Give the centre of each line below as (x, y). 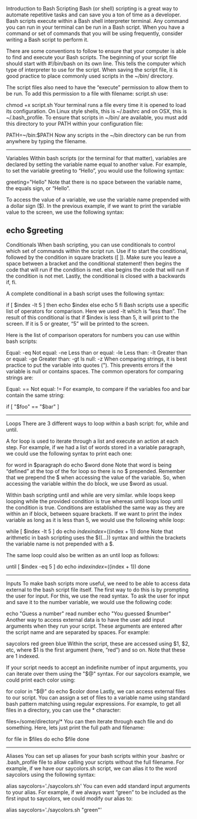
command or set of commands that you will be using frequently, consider (94, 33)
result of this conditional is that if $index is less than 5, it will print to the (92, 317)
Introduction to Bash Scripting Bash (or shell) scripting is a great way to (92, 9)
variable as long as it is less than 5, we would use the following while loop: (96, 520)
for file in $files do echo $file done (48, 739)
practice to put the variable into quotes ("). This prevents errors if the (89, 365)
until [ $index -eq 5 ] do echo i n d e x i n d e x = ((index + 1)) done (78, 567)
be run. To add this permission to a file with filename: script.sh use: (87, 94)
